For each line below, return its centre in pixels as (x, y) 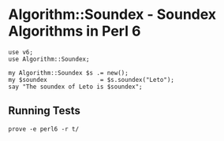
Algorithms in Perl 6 (75, 31)
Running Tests (44, 111)
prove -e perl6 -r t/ (44, 129)
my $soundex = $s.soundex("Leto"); (91, 80)
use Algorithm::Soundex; (49, 59)
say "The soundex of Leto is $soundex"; (76, 87)
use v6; (21, 52)
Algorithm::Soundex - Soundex (112, 15)
